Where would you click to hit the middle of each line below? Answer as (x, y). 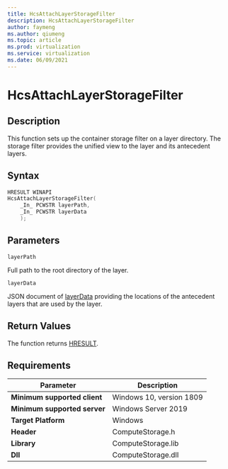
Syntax (23, 176)
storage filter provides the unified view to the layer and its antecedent (109, 145)
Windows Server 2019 (150, 409)
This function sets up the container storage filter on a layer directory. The (114, 138)
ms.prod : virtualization (44, 47)
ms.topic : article (34, 40)
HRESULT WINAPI (30, 192)
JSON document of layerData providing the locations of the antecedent (111, 296)
